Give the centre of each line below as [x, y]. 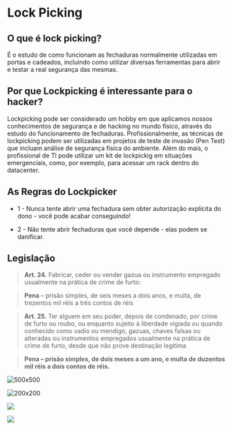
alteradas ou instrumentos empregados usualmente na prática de [117, 338]
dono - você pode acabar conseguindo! [74, 216]
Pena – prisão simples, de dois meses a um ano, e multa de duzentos [125, 359]
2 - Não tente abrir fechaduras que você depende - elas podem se [112, 229]
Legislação [31, 258]
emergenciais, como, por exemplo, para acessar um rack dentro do [103, 162]
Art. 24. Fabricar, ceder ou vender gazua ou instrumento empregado [122, 275]
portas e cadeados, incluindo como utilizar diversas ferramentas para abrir [114, 62]
